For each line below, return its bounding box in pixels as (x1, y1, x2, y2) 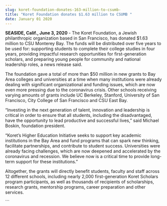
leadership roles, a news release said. (5, 61, 83, 67)
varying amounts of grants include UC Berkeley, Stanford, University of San (5, 92, 160, 98)
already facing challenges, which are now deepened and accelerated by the (5, 148, 161, 154)
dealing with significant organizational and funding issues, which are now (5, 82, 156, 88)
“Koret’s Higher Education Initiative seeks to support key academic (5, 132, 142, 139)
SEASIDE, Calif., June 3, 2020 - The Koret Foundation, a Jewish (5, 30, 137, 36)
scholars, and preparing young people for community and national (5, 56, 141, 62)
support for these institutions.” (15, 159, 78, 165)
